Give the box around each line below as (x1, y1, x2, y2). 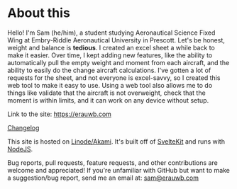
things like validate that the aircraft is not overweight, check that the (7, 88, 206, 97)
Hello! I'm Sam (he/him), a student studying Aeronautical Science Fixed (7, 28, 216, 37)
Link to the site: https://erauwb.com (7, 110, 112, 118)
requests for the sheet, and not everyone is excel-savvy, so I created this (7, 73, 221, 82)
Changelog (7, 123, 40, 132)
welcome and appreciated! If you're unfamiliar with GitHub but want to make (7, 166, 231, 174)
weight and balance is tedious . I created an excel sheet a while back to (7, 43, 215, 52)
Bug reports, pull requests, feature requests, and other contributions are (7, 158, 218, 167)
